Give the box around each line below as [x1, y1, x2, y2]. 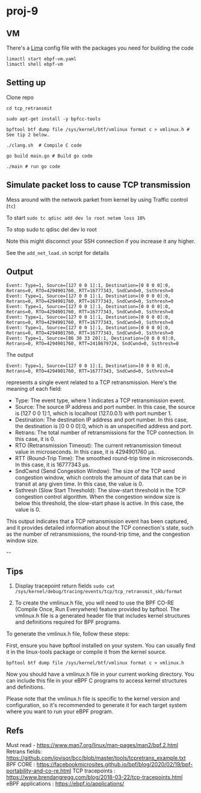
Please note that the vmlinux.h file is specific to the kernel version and [6, 695, 181, 702]
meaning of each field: [6, 385, 62, 393]
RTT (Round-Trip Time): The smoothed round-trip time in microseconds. [14, 455, 194, 462]
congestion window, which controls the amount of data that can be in [14, 474, 187, 481]
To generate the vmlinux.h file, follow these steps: [6, 630, 130, 638]
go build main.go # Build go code [6, 153, 93, 159]
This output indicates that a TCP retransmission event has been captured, [6, 518, 189, 525]
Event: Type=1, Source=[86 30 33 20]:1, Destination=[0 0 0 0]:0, [6, 335, 176, 342]
